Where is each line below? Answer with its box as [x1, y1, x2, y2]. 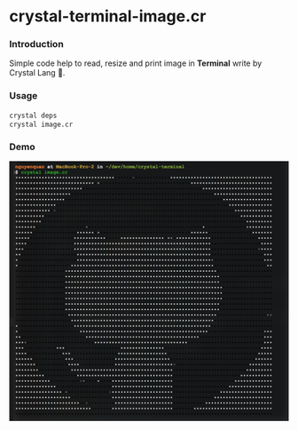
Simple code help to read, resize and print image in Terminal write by [9, 58, 263, 68]
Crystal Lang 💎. [9, 68, 66, 78]
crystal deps [9, 111, 58, 120]
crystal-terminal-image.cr [9, 6, 207, 27]
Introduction [9, 38, 64, 51]
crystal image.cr [9, 120, 74, 129]
